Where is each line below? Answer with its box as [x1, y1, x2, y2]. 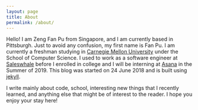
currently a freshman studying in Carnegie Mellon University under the [6, 48, 179, 55]
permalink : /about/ [6, 19, 55, 25]
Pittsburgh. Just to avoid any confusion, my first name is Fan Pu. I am [6, 42, 175, 49]
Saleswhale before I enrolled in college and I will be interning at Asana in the [6, 61, 193, 68]
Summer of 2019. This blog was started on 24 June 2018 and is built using [6, 67, 187, 74]
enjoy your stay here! [6, 97, 58, 104]
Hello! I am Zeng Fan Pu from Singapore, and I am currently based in [6, 36, 174, 43]
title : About [6, 14, 39, 20]
